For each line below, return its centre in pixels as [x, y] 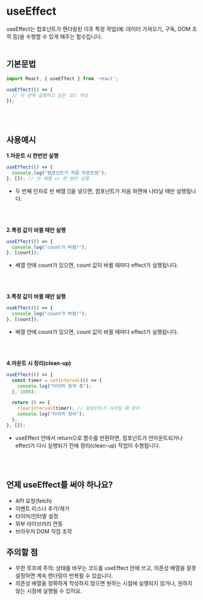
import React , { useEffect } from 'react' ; [62, 78]
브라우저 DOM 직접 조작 [44, 531]
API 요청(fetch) [34, 501]
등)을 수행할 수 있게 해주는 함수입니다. [57, 36]
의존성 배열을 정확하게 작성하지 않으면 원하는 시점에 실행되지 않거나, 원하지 [104, 584]
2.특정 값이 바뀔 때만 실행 [36, 230]
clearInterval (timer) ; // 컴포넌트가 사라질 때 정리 [79, 408]
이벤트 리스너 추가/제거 [42, 508]
